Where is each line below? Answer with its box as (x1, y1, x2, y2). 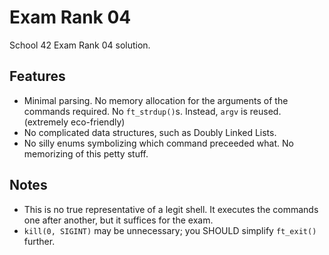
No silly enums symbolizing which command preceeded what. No (23, 137, 294, 149)
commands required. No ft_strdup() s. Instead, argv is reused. (23, 105, 282, 117)
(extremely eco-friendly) (23, 116, 126, 128)
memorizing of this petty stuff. (23, 147, 149, 160)
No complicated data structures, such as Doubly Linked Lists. (23, 126, 277, 138)
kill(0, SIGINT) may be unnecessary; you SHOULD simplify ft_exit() (23, 224, 317, 236)
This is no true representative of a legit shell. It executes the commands (23, 203, 319, 215)
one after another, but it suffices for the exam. (23, 214, 214, 226)
